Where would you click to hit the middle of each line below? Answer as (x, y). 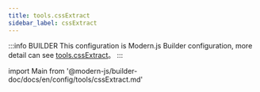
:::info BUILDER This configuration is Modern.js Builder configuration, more (130, 45)
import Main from (36, 71)
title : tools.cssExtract (49, 15)
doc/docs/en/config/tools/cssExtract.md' (76, 79)
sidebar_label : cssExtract (53, 23)
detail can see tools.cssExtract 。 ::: (66, 55)
